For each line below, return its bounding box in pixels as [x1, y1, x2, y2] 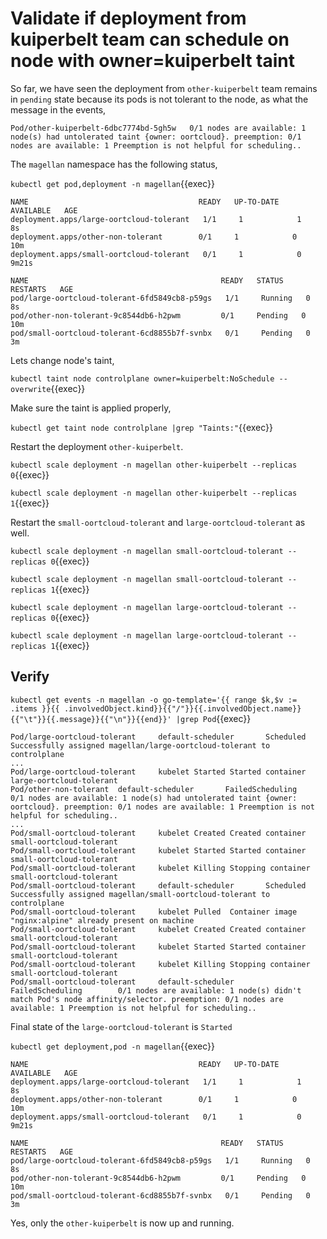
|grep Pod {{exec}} [175, 712, 252, 724]
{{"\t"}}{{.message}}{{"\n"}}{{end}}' [10, 714, 172, 724]
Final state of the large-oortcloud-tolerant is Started [10, 1020, 233, 1032]
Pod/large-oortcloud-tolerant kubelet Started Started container [10, 767, 307, 777]
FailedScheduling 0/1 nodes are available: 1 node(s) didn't [10, 985, 302, 996]
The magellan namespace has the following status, [10, 158, 218, 170]
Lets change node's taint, [10, 354, 115, 366]
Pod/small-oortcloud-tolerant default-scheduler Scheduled [10, 880, 307, 891]
